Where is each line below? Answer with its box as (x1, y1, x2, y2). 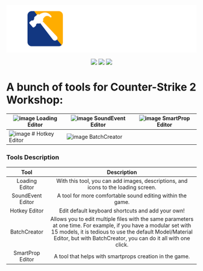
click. (115, 241, 129, 248)
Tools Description (6, 153, 59, 162)
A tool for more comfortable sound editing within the (57, 192, 187, 199)
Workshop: (6, 93, 63, 107)
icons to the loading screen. (87, 183, 156, 191)
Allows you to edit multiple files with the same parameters (50, 215, 194, 222)
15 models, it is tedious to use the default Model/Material (51, 228, 193, 235)
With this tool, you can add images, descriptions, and (56, 177, 188, 185)
